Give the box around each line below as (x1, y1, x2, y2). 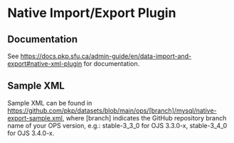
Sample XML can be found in (7, 98, 92, 107)
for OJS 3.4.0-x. (7, 129, 55, 137)
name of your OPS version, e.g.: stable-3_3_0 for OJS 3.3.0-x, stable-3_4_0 (7, 121, 228, 130)
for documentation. (83, 59, 140, 68)
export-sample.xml (7, 113, 63, 122)
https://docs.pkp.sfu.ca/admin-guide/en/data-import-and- (20, 52, 192, 60)
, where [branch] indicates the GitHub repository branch (62, 113, 227, 122)
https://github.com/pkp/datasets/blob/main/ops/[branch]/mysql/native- (7, 106, 217, 115)
